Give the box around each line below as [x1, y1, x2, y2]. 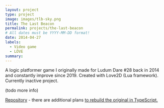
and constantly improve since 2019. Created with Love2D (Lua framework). [5, 73, 159, 79]
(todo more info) [5, 88, 39, 94]
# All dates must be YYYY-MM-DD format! [5, 30, 90, 35]
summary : [5, 53, 23, 59]
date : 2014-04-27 [5, 35, 41, 40]
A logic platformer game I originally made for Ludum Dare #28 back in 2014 [5, 67, 160, 73]
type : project [5, 12, 35, 17]
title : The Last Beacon [5, 21, 55, 26]
